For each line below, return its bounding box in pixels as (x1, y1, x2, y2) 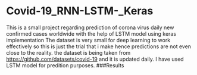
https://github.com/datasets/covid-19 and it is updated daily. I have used (6, 55, 184, 62)
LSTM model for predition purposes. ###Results (6, 61, 124, 69)
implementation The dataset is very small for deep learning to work (6, 36, 171, 43)
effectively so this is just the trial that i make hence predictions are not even (6, 43, 192, 50)
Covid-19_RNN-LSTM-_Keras (6, 4, 154, 18)
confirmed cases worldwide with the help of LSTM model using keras (6, 30, 177, 37)
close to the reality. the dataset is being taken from (6, 49, 131, 56)
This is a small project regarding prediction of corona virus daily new (6, 24, 174, 31)
